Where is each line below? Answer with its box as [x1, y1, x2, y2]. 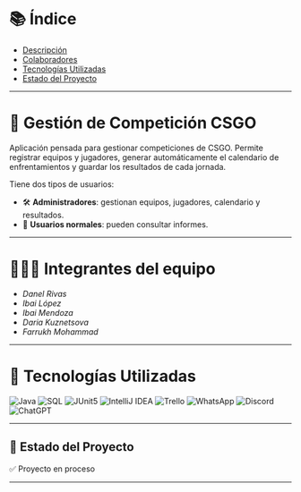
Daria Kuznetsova [21, 317, 90, 327]
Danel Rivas [21, 288, 67, 299]
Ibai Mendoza [21, 307, 73, 318]
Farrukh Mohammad [21, 326, 99, 337]
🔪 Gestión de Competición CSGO [9, 113, 257, 133]
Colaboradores [21, 54, 78, 64]
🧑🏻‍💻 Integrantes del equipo [9, 259, 216, 279]
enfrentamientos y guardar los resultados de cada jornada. [9, 161, 227, 172]
